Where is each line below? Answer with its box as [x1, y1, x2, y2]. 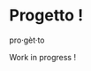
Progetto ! [9, 5, 84, 26]
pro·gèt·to [9, 35, 45, 45]
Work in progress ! [9, 51, 77, 62]
